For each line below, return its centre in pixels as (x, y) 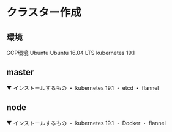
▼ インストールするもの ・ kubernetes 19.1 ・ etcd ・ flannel (83, 88)
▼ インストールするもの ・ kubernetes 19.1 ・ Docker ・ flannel (86, 123)
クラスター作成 (44, 13)
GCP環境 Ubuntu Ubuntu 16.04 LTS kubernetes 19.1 (71, 53)
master (20, 72)
